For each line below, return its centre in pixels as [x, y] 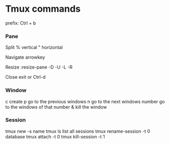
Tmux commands [43, 9]
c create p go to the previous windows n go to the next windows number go [85, 101]
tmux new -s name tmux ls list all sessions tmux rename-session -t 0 [78, 131]
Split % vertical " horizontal [34, 47]
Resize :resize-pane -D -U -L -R [39, 67]
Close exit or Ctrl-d [26, 77]
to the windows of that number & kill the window [56, 107]
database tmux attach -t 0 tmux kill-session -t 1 [55, 136]
